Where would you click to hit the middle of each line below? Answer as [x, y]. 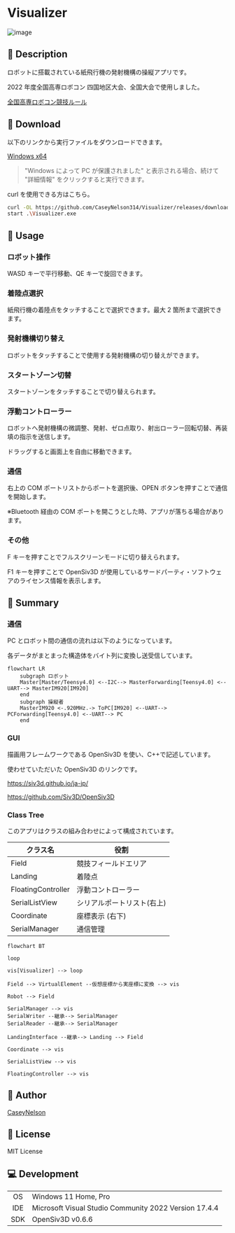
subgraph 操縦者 [42, 702]
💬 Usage [26, 236]
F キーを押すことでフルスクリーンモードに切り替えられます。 [95, 557]
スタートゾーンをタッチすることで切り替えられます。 [83, 391]
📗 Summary [33, 603]
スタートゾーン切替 [40, 375]
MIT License [25, 1151]
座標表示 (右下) [101, 917]
